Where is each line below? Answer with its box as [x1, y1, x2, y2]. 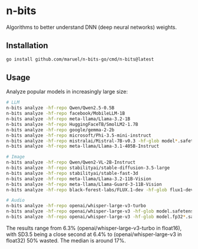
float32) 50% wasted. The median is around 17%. [6, 237, 126, 244]
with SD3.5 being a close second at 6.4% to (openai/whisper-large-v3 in [6, 231, 182, 238]
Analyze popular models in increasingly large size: [6, 88, 128, 95]
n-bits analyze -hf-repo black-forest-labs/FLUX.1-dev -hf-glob [6, 187, 167, 192]
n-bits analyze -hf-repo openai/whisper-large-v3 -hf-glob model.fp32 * [6, 214, 186, 220]
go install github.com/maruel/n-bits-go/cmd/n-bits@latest [6, 56, 154, 62]
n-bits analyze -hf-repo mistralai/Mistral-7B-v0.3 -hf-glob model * [6, 138, 178, 144]
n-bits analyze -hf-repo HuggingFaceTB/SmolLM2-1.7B [6, 121, 138, 127]
